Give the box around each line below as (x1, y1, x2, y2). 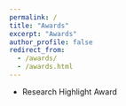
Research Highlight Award (21, 86, 118, 97)
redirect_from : (9, 46, 66, 55)
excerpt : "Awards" (9, 29, 77, 38)
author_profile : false (9, 37, 93, 47)
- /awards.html (17, 63, 74, 72)
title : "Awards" (9, 21, 69, 30)
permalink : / (9, 12, 58, 22)
